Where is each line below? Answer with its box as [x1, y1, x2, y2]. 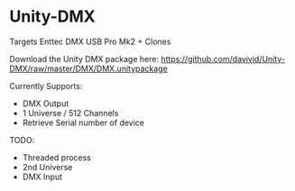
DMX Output [22, 97, 69, 109]
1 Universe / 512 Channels [22, 107, 119, 118]
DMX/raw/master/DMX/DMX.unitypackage [9, 63, 169, 74]
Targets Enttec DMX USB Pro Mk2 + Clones [9, 36, 171, 47]
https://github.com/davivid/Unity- [161, 53, 286, 64]
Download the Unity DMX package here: [9, 53, 160, 64]
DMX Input [22, 171, 63, 182]
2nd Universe [22, 161, 73, 172]
